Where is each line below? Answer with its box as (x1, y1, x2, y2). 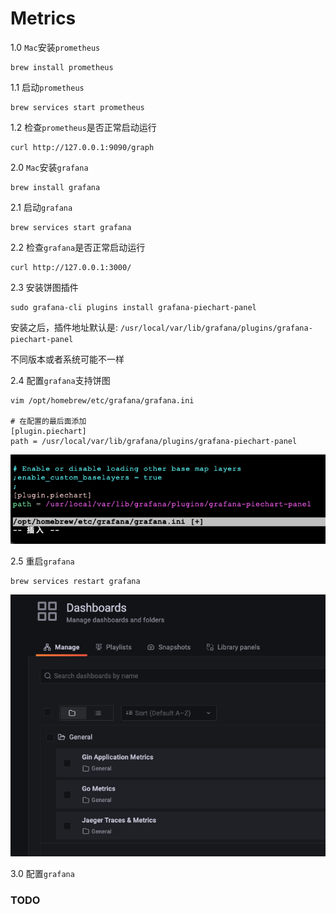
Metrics (10, 7, 77, 30)
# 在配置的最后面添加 (10, 416, 87, 426)
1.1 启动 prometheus (10, 81, 85, 93)
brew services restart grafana (10, 577, 141, 587)
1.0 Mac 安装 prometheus (10, 41, 101, 53)
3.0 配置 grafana (10, 867, 75, 879)
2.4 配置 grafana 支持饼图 (10, 374, 111, 386)
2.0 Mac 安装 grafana (10, 161, 89, 173)
